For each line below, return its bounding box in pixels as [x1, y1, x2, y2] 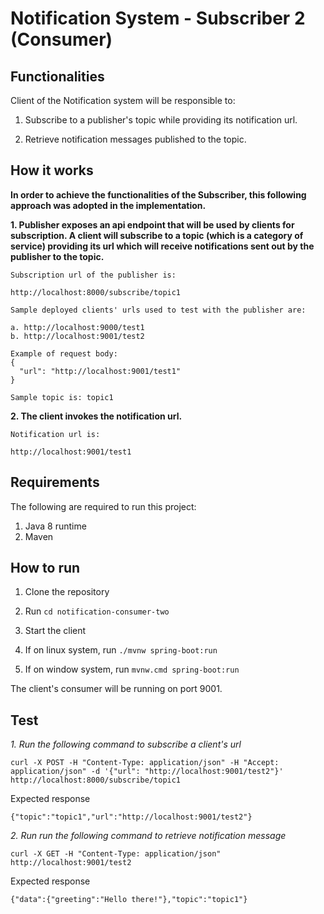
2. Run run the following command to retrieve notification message [10, 830, 287, 842]
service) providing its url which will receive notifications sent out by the [10, 240, 315, 252]
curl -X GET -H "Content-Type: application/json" [10, 849, 222, 859]
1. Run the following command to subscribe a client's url [10, 738, 242, 751]
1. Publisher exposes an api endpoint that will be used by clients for [10, 218, 295, 231]
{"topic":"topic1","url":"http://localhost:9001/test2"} [10, 812, 253, 822]
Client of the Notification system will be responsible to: [10, 95, 236, 106]
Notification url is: [10, 429, 101, 439]
